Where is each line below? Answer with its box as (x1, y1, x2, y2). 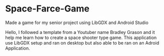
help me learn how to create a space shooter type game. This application (5, 34, 157, 40)
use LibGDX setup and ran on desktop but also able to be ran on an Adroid (5, 39, 159, 45)
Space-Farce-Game (5, 3, 90, 14)
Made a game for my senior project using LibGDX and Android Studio (5, 19, 148, 25)
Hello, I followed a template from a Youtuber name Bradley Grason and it (5, 29, 155, 35)
